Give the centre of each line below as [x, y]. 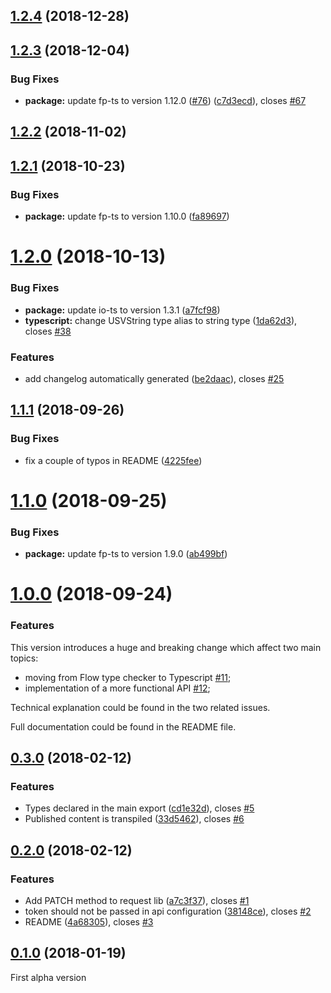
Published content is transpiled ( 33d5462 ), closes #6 [134, 819]
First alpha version [48, 977]
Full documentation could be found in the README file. [123, 726]
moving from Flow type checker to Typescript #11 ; [128, 677]
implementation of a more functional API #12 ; [117, 688]
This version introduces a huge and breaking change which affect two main [166, 647]
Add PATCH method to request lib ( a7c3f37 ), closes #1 [137, 900]
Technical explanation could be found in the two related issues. [140, 707]
